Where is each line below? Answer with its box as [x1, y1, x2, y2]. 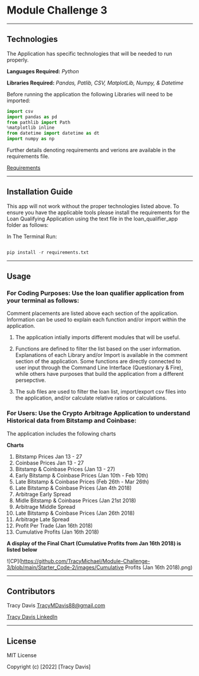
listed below [6, 546, 38, 553]
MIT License [6, 652, 37, 659]
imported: [6, 97, 31, 104]
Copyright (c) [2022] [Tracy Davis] [6, 663, 91, 671]
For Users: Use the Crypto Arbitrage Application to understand [6, 409, 191, 417]
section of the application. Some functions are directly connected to [15, 358, 181, 365]
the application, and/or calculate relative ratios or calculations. [15, 394, 167, 402]
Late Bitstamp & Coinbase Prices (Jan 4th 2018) [15, 484, 132, 491]
